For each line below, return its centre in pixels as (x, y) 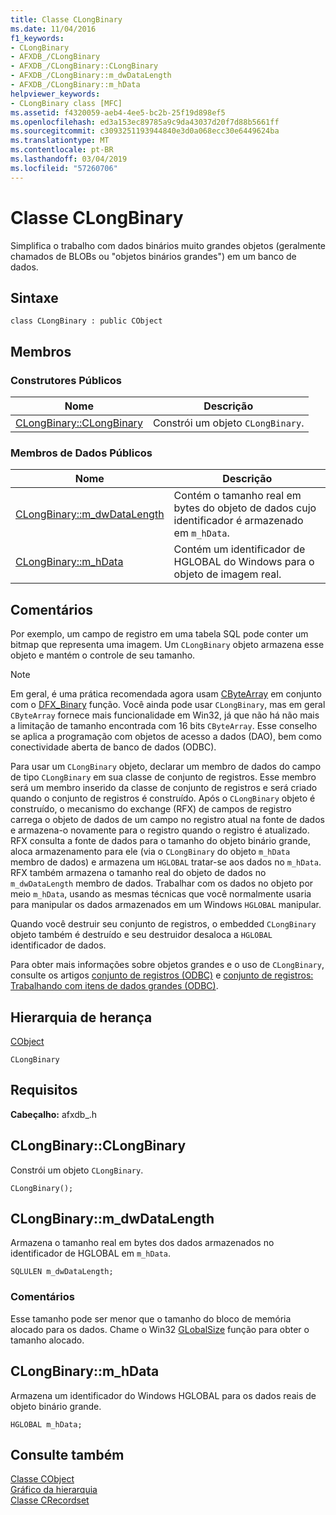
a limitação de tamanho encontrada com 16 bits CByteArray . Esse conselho (164, 726)
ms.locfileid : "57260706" (64, 168)
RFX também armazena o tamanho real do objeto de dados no (138, 873)
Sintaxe (34, 297)
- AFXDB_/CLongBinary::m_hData (75, 85)
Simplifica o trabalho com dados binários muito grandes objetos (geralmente (168, 245)
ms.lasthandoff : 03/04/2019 (69, 159)
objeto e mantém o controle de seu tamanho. (103, 655)
